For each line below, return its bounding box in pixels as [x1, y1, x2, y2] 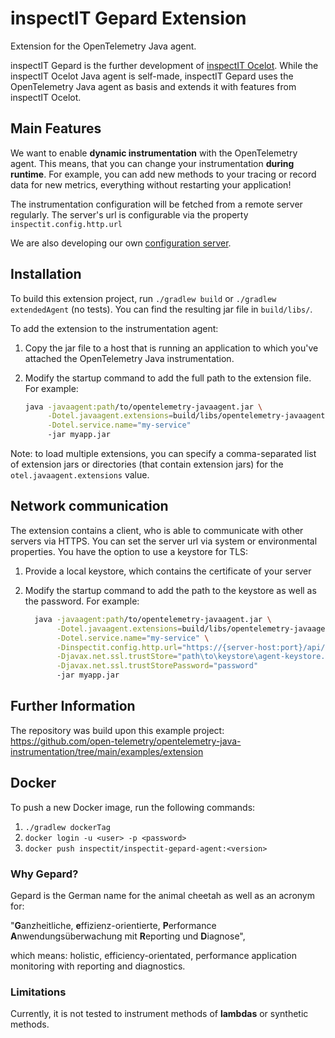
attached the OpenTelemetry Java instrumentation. [24, 352, 235, 364]
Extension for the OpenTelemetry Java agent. [10, 40, 197, 52]
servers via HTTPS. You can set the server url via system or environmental [10, 535, 318, 547]
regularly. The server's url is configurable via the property [10, 208, 249, 221]
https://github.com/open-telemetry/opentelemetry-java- [10, 735, 242, 747]
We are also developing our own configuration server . [10, 237, 232, 249]
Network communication [10, 498, 169, 515]
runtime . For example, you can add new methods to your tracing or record [10, 168, 317, 180]
